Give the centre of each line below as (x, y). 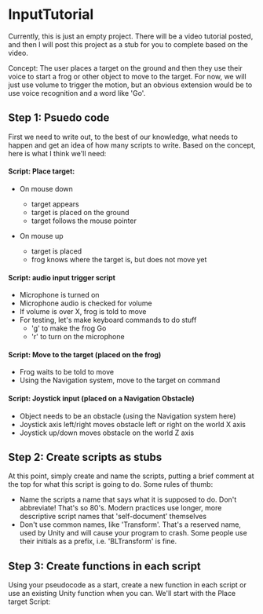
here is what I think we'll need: (57, 153)
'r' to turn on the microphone (78, 337)
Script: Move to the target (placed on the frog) (85, 354)
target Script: (29, 601)
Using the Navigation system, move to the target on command (120, 380)
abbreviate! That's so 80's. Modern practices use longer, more (121, 508)
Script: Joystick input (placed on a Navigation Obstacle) (101, 398)
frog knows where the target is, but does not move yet (119, 259)
